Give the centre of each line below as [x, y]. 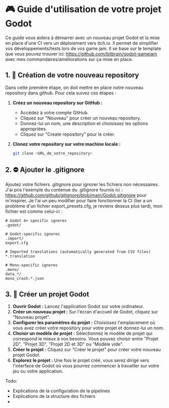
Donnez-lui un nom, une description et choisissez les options [84, 123]
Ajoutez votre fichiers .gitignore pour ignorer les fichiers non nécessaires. [82, 184]
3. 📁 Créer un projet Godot [47, 294]
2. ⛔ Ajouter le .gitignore [45, 170]
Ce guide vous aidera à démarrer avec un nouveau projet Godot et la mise [82, 38]
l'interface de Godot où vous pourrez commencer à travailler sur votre [86, 366]
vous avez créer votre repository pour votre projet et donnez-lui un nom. [88, 328]
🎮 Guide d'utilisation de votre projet [83, 9]
